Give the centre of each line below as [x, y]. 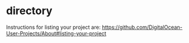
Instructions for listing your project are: [53, 27]
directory [29, 11]
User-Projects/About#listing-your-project [56, 33]
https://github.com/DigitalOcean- [142, 27]
